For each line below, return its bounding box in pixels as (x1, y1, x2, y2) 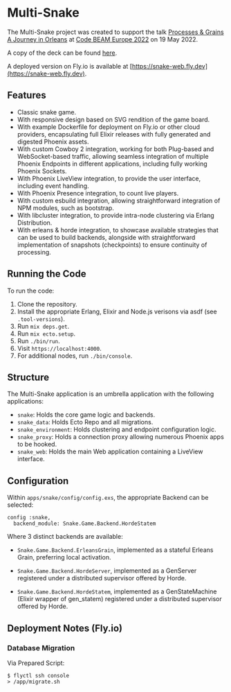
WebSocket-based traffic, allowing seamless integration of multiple (17, 152, 209, 160)
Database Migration (7, 643, 75, 652)
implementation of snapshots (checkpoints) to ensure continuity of (17, 241, 207, 249)
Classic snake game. (17, 107, 77, 116)
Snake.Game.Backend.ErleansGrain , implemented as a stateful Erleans (17, 546, 214, 554)
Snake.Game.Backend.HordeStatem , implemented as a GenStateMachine (17, 587, 217, 596)
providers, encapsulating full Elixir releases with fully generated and (17, 130, 211, 138)
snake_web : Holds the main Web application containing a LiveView (17, 447, 203, 456)
